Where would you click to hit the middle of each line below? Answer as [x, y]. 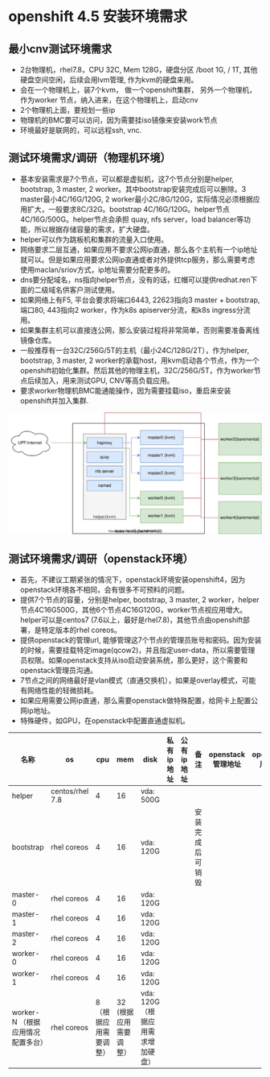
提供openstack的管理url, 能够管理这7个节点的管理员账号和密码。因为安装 [141, 640]
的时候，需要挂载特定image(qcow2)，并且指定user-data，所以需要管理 [137, 651]
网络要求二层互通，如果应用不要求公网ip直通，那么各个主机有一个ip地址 [139, 249]
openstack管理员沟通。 [59, 671]
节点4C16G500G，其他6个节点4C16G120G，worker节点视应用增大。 [133, 610]
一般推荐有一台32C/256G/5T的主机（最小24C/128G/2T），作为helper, [135, 350]
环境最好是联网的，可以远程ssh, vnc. [81, 130]
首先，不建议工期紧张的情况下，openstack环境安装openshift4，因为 [133, 580]
